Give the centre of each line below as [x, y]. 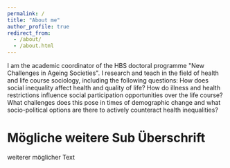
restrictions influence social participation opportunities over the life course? [115, 95]
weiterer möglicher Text [41, 157]
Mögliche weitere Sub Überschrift [106, 138]
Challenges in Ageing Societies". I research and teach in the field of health [113, 73]
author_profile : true [38, 26]
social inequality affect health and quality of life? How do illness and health [114, 88]
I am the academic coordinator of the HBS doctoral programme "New [106, 66]
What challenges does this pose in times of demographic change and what [114, 102]
